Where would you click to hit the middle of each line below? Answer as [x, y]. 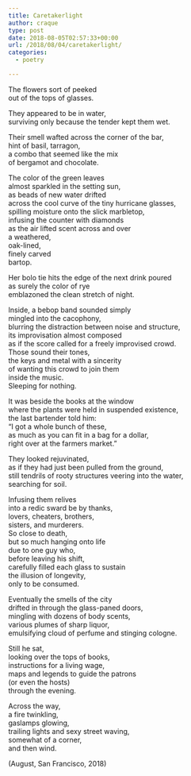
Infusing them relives [42, 499]
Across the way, [34, 706]
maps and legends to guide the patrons [73, 674]
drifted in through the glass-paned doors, [76, 608]
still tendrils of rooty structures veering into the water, [96, 475]
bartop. [20, 262]
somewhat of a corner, [45, 739]
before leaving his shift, [46, 558]
